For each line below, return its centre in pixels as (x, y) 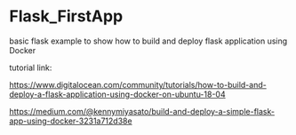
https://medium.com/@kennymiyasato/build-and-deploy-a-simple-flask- (142, 111)
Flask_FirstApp (66, 16)
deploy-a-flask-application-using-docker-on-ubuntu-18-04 (117, 94)
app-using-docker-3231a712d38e (71, 121)
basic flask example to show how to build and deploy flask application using (148, 41)
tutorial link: (31, 67)
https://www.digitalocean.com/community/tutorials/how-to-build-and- (138, 84)
